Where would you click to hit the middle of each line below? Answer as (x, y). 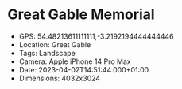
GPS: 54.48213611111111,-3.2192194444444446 (96, 36)
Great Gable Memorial (81, 15)
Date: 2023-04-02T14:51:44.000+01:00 (84, 69)
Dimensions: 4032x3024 (60, 78)
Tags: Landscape (47, 53)
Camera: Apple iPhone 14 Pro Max (75, 61)
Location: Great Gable (55, 44)
